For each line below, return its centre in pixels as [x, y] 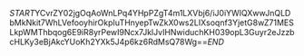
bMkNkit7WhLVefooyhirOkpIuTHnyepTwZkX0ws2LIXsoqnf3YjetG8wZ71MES [152, 23]
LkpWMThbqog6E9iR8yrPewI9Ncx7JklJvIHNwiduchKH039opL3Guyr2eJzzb [152, 32]
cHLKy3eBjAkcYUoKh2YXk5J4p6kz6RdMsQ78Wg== [108, 42]
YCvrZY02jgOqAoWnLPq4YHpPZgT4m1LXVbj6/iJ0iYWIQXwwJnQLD [163, 13]
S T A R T [22, 13]
